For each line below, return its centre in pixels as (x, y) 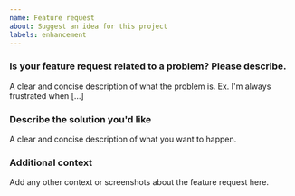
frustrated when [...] (47, 95)
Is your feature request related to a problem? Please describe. (148, 66)
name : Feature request (52, 18)
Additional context (51, 162)
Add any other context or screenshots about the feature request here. (139, 182)
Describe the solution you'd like (81, 119)
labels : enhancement (48, 34)
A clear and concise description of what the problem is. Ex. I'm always (140, 86)
